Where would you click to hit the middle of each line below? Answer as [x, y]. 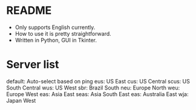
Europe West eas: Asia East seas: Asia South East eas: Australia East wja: [97, 94]
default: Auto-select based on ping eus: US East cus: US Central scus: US [98, 81]
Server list [33, 65]
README [29, 11]
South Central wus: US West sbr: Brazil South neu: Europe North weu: [93, 88]
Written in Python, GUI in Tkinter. [56, 40]
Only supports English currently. [55, 27]
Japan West [21, 100]
